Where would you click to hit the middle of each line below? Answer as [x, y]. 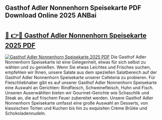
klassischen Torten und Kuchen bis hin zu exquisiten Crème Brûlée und [76, 108]
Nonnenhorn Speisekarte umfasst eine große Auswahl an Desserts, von [76, 103]
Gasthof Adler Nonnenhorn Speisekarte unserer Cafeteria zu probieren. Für [80, 77]
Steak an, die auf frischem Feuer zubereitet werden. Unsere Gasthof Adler [79, 98]
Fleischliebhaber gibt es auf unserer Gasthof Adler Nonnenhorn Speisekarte [81, 82]
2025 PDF [20, 45]
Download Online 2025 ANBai [51, 16]
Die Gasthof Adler [129, 57]
